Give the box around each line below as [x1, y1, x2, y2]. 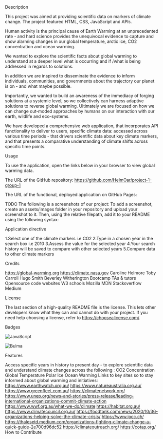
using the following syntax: [5, 217, 59, 222]
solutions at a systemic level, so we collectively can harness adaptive [5, 98, 144, 104]
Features [5, 353, 23, 358]
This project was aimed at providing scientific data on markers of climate [5, 14, 151, 19]
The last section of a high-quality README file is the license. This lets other [5, 305, 156, 310]
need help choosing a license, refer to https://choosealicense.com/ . [5, 315, 141, 321]
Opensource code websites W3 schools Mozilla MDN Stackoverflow [5, 280, 142, 286]
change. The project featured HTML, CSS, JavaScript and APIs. [5, 19, 132, 24]
